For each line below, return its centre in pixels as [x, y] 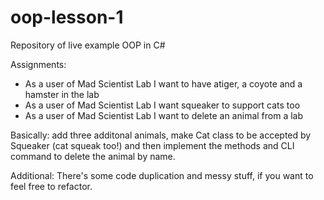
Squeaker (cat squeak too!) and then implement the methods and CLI [152, 145]
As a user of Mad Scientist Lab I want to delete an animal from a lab [164, 115]
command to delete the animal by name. [93, 156]
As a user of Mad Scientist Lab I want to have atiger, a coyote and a [163, 83]
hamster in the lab [62, 94]
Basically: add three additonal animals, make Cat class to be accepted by [161, 135]
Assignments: [38, 64]
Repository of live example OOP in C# [88, 45]
